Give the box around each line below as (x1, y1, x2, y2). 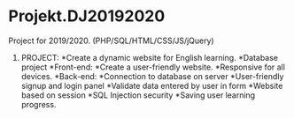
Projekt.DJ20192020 (8, 6, 166, 26)
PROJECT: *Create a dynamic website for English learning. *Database (20, 52, 279, 63)
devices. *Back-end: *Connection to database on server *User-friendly (20, 70, 284, 81)
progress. (20, 99, 57, 109)
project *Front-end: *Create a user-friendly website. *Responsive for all (20, 62, 285, 72)
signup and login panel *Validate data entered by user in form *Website (20, 80, 283, 91)
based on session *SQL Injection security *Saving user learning (20, 90, 256, 100)
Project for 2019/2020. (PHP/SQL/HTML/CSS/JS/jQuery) (8, 35, 214, 46)
